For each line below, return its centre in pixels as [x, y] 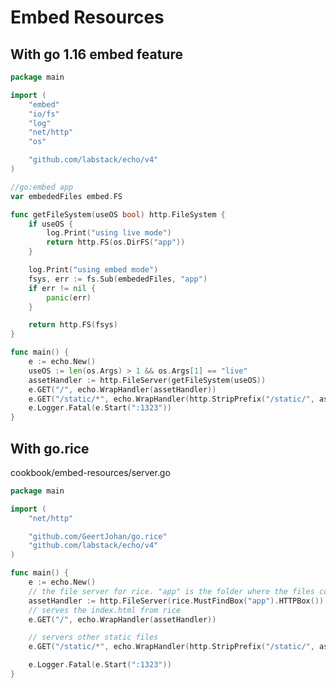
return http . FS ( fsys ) [73, 325]
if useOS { [51, 224]
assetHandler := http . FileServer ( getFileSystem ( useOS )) [147, 380]
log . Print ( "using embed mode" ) [93, 270]
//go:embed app [42, 187]
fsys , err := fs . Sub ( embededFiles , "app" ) [118, 279]
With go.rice [50, 448]
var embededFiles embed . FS [66, 196]
